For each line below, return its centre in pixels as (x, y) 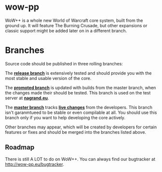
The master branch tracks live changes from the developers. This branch (79, 107)
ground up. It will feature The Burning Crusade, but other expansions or (76, 25)
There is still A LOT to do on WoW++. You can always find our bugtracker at (80, 159)
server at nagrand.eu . (27, 98)
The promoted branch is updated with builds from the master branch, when (81, 87)
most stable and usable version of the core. (48, 78)
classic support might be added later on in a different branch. (66, 31)
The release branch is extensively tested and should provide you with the (78, 73)
